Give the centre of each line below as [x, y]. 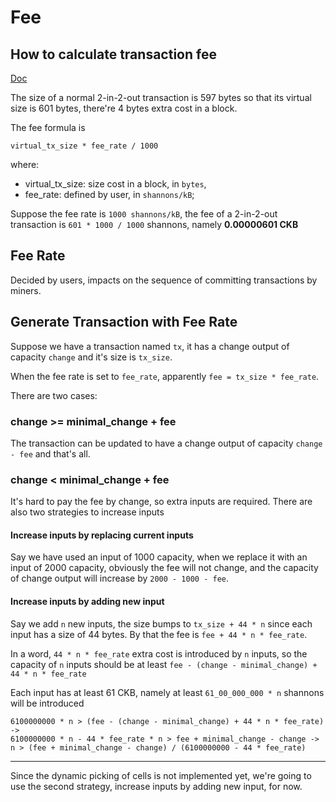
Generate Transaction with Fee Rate [124, 322]
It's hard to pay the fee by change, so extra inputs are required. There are [161, 502]
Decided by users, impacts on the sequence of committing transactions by [164, 280]
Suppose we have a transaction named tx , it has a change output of [150, 346]
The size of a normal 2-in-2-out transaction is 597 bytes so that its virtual [161, 97]
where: [25, 164]
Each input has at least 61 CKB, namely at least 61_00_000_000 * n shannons [167, 692]
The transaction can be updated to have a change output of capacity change [166, 443]
